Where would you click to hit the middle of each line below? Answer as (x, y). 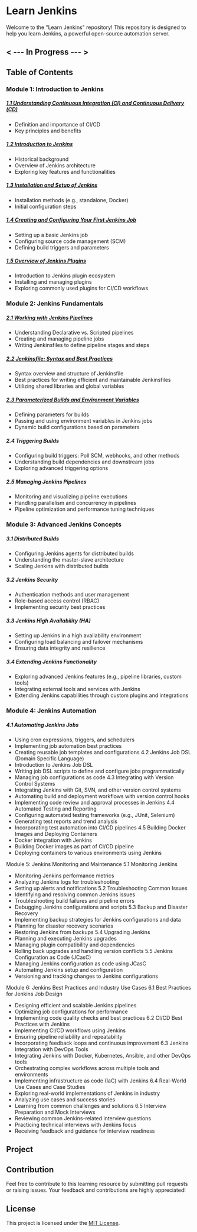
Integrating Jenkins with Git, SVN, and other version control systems (98, 790)
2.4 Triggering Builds (33, 440)
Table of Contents (40, 72)
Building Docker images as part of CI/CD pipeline (74, 846)
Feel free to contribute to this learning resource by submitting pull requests (97, 1184)
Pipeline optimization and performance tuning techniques (84, 509)
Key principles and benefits (48, 131)
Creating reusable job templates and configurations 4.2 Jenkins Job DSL (103, 752)
